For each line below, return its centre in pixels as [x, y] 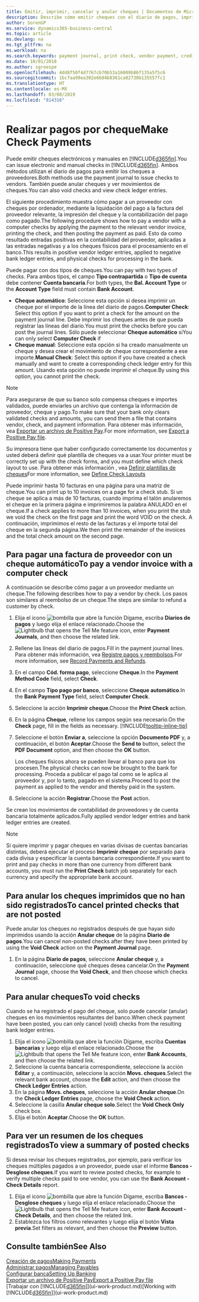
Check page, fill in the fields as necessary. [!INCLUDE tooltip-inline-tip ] [101, 726]
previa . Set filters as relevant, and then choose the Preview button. [96, 1228]
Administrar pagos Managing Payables [52, 1267]
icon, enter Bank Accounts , [153, 1054]
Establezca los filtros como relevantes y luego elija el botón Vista [94, 1221]
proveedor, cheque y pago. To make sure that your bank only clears [88, 412]
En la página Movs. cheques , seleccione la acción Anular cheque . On [99, 1092]
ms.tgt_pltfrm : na [29, 45]
